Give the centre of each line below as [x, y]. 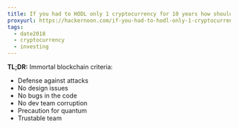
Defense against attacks [53, 81]
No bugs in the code [47, 95]
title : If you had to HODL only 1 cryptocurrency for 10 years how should [120, 14]
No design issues [43, 88]
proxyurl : [22, 21]
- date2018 [30, 34]
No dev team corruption [52, 103]
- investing [32, 47]
